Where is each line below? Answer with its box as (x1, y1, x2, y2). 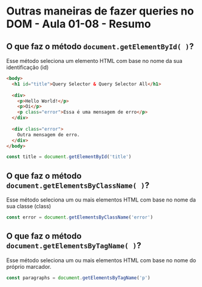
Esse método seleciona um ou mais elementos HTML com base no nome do (6, 256, 197, 264)
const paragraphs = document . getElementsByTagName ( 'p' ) (6, 274, 150, 281)
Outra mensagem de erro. (17, 131, 80, 137)
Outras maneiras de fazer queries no (6, 4, 194, 18)
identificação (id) (6, 64, 49, 71)
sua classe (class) (6, 203, 52, 210)
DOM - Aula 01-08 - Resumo (6, 17, 152, 31)
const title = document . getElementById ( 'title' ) (6, 154, 132, 160)
